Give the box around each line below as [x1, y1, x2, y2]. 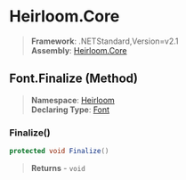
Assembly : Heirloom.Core [30, 45, 127, 55]
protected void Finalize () [9, 147, 109, 156]
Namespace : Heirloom [30, 94, 116, 105]
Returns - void [30, 162, 86, 173]
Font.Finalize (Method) [9, 71, 138, 86]
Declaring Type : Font [30, 104, 109, 115]
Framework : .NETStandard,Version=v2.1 [30, 36, 179, 46]
